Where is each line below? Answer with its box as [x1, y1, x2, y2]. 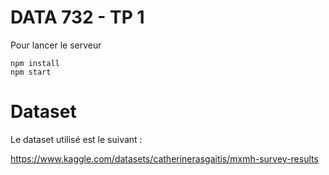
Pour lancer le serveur [10, 39, 102, 51]
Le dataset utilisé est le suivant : [10, 133, 143, 145]
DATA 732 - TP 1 [10, 6, 145, 29]
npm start [10, 67, 52, 77]
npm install [10, 58, 60, 68]
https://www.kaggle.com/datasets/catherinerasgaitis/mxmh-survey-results [10, 152, 319, 165]
